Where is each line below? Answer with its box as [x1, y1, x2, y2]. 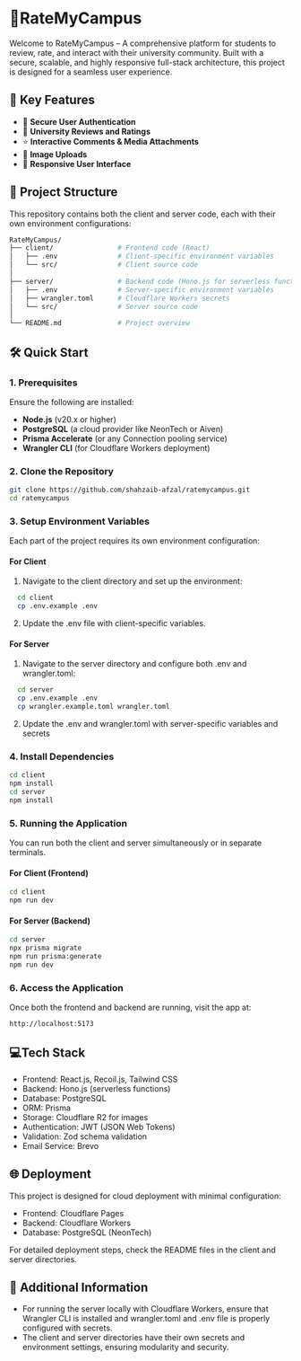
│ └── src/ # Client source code [9, 261, 199, 270]
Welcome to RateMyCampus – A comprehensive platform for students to [9, 38, 276, 49]
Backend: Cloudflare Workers [21, 1217, 132, 1228]
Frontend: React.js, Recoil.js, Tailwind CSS [21, 1074, 178, 1084]
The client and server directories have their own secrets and [21, 1332, 245, 1343]
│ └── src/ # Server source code [9, 302, 199, 311]
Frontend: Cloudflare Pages [21, 1207, 125, 1218]
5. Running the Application [9, 817, 128, 829]
